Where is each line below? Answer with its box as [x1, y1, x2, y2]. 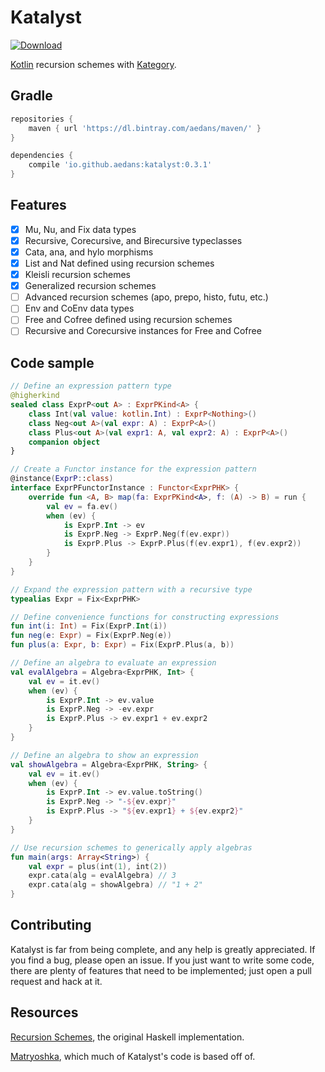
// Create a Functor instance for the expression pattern [10, 464, 257, 475]
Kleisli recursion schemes [24, 269, 132, 281]
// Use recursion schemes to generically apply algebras [10, 842, 253, 853]
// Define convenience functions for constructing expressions [10, 612, 280, 622]
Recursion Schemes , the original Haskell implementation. [10, 1031, 245, 1043]
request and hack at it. [10, 975, 103, 987]
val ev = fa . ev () [46, 501, 118, 511]
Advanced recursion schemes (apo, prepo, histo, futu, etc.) [24, 291, 269, 303]
